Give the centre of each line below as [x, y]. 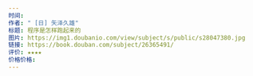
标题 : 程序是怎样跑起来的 [45, 30]
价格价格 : [22, 60]
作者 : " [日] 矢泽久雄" [43, 23]
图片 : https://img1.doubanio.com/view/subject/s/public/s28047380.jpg [127, 38]
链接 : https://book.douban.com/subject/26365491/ [91, 45]
